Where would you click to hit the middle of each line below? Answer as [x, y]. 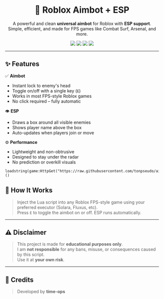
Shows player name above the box [47, 127]
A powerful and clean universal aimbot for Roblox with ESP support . [82, 23]
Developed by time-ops [41, 292]
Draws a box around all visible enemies [51, 122]
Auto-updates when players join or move [53, 133]
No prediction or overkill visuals [44, 162]
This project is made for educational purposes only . [70, 244]
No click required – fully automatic [47, 101]
